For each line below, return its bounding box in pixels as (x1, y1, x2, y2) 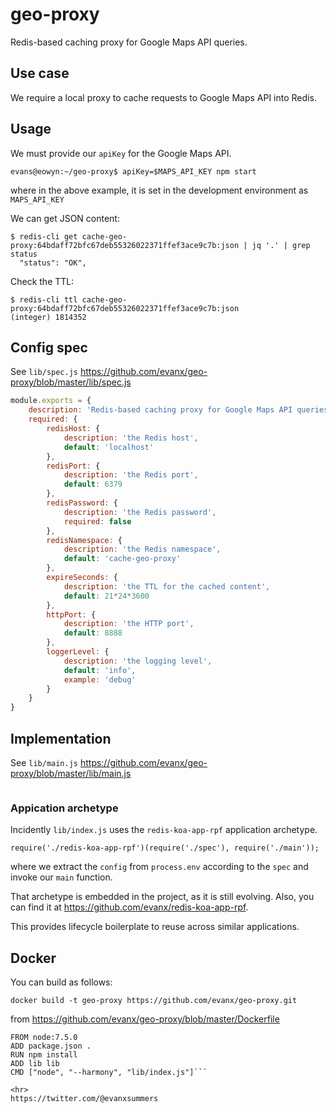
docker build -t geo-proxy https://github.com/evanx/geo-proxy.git (10, 996, 298, 1006)
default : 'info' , (63, 665, 137, 675)
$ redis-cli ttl (10, 294, 78, 305)
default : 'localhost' (63, 442, 155, 452)
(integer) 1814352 (10, 312, 87, 322)
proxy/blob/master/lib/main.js (10, 767, 132, 779)
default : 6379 (63, 479, 123, 490)
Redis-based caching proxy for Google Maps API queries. (10, 36, 248, 48)
